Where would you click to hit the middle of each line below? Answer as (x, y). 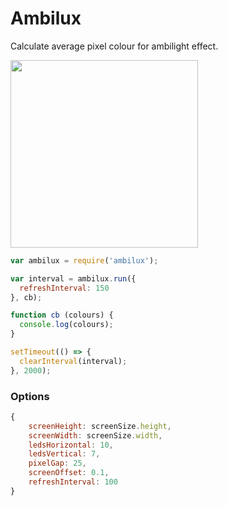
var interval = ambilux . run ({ (73, 278)
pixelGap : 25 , (57, 463)
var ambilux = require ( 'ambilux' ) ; (84, 260)
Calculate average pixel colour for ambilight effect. (114, 46)
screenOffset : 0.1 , (69, 473)
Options (30, 396)
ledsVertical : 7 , (64, 454)
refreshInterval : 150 (64, 288)
